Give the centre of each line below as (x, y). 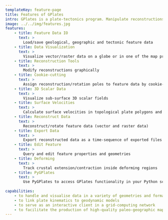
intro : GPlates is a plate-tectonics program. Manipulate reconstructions (85, 19)
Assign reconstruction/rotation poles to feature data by (85, 84)
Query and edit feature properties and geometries (77, 154)
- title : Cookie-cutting (40, 75)
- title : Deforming (34, 158)
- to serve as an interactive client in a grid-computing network (85, 205)
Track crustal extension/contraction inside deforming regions (90, 168)
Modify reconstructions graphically (61, 70)
